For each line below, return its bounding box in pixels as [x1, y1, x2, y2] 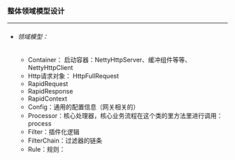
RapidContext [27, 94, 68, 103]
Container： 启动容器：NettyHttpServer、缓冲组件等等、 [27, 55, 192, 64]
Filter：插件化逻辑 [27, 127, 80, 136]
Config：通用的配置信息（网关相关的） [27, 103, 140, 111]
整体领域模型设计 [7, 6, 65, 15]
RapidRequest [27, 79, 69, 88]
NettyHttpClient [27, 63, 73, 71]
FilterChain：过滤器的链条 [27, 136, 103, 145]
